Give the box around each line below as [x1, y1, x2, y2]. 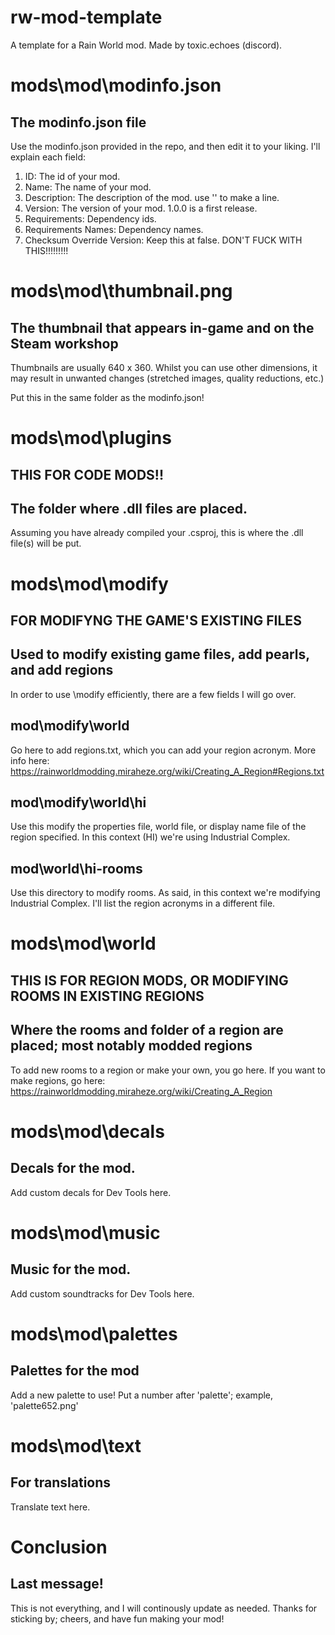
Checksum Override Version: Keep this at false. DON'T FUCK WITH [24, 234, 303, 246]
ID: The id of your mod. [24, 170, 121, 182]
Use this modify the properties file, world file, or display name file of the [10, 821, 307, 833]
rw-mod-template [10, 6, 163, 29]
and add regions [10, 662, 114, 679]
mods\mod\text [10, 1434, 142, 1457]
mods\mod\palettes [10, 1322, 178, 1345]
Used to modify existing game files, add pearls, [10, 646, 310, 663]
